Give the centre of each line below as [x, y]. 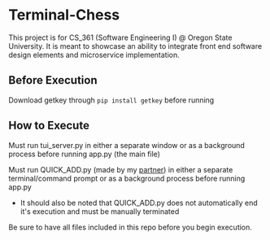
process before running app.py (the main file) [85, 154]
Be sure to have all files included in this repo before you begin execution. [130, 227]
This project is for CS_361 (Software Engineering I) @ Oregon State [120, 37]
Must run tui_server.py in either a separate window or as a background [127, 145]
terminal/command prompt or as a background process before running [127, 178]
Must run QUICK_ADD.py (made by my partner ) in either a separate [121, 169]
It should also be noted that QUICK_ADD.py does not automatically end [139, 203]
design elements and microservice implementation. [94, 55]
